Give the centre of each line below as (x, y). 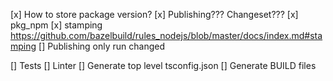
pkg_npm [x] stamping (56, 25)
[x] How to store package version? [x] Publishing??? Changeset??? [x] (154, 14)
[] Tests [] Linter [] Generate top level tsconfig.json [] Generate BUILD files (163, 65)
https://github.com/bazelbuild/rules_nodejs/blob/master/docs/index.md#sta (166, 35)
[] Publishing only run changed (102, 46)
